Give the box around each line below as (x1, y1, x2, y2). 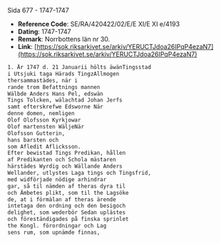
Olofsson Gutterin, (7, 129, 66, 137)
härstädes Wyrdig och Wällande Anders (7, 163, 123, 170)
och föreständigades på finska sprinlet (7, 216, 130, 223)
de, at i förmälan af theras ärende (7, 195, 116, 203)
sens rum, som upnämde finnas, (7, 229, 101, 236)
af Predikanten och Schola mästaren (7, 156, 116, 163)
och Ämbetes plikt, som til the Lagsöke (7, 189, 130, 196)
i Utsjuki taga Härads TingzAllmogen (7, 70, 120, 77)
